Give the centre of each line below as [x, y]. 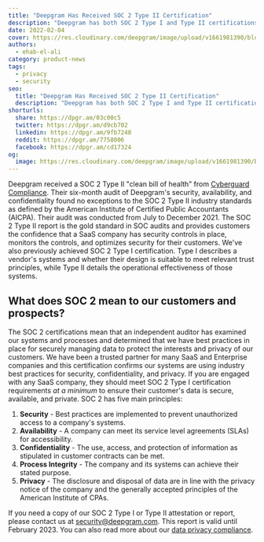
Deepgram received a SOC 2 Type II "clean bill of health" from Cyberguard [129, 184]
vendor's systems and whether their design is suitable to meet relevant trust [131, 260]
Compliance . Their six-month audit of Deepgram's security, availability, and [130, 193]
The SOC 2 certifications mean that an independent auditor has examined [127, 332]
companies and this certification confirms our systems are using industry [126, 365]
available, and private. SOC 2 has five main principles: [95, 399]
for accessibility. [46, 439]
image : [26, 162]
